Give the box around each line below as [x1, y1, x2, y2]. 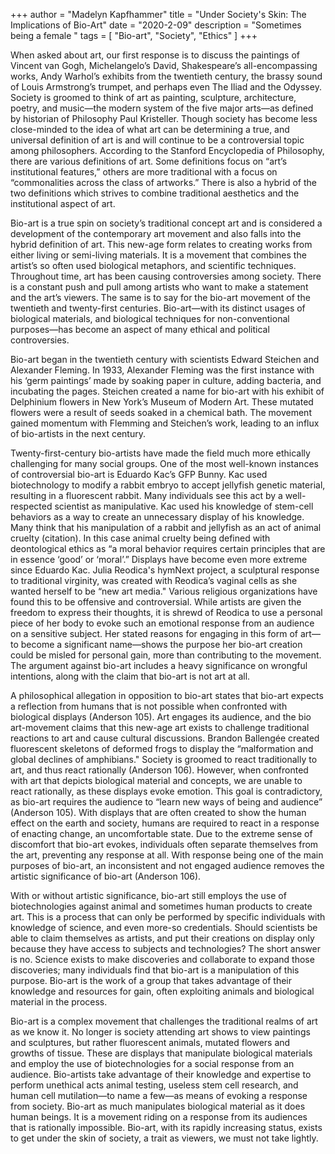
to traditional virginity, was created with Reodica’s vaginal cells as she [10, 575, 298, 586]
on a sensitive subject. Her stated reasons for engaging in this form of [10, 628, 299, 639]
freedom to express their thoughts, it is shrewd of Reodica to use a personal [10, 607, 323, 618]
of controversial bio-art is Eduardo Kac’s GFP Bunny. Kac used [10, 469, 268, 480]
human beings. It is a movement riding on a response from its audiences [10, 1111, 308, 1123]
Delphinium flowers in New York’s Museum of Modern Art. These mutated [10, 396, 314, 408]
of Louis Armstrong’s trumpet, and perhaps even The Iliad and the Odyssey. [10, 81, 322, 93]
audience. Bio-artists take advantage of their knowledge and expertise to [10, 1069, 312, 1080]
